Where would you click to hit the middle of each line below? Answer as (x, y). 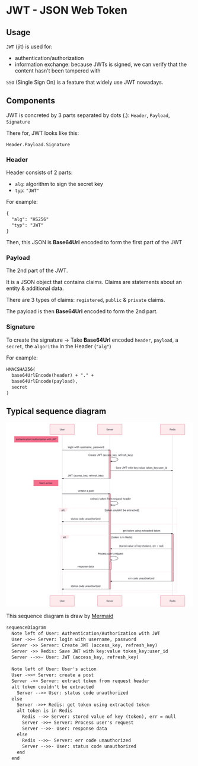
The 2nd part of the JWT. (37, 270)
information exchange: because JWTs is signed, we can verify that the (101, 64)
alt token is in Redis (45, 711)
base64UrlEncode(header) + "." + (53, 375)
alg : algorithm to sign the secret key (59, 184)
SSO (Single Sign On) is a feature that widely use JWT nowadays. (85, 82)
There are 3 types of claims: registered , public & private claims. (86, 300)
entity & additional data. (35, 288)
